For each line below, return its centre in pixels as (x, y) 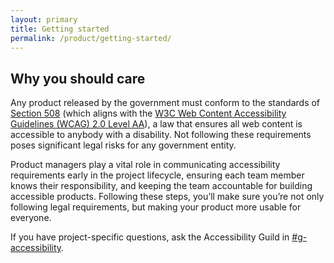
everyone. (31, 218)
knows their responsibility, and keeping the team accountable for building (161, 186)
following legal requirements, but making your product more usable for (156, 207)
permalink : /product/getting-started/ (91, 38)
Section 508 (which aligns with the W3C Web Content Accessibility (148, 113)
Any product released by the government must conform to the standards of (165, 103)
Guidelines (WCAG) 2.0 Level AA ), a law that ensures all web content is (156, 124)
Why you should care (78, 78)
